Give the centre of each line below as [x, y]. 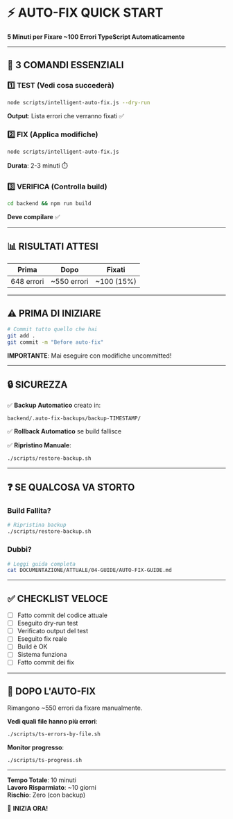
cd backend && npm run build [49, 203]
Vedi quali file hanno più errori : [52, 722]
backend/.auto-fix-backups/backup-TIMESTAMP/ [74, 418]
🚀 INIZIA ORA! [28, 809]
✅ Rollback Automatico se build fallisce [64, 431]
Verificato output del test [53, 631]
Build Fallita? [29, 511]
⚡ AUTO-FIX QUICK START [85, 13]
